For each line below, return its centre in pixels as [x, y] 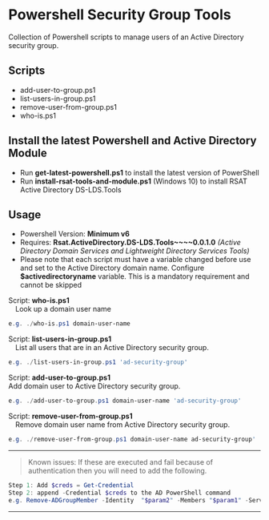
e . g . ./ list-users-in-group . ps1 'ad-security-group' [98, 362]
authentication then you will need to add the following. [117, 470]
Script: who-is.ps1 [39, 300]
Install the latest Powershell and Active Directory [132, 141]
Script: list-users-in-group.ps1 [60, 339]
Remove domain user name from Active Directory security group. [123, 425]
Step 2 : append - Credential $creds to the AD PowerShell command [119, 493]
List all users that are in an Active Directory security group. [112, 348]
